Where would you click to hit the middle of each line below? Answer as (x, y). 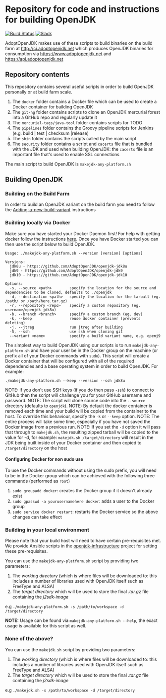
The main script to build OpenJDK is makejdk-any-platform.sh (68, 164)
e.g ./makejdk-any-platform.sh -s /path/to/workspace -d (64, 607)
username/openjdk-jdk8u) (31, 310)
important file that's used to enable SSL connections (66, 154)
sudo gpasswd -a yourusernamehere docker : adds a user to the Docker (83, 501)
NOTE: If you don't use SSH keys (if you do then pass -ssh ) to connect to (80, 390)
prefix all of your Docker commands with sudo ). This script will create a (77, 355)
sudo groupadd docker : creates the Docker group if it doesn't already (82, 490)
